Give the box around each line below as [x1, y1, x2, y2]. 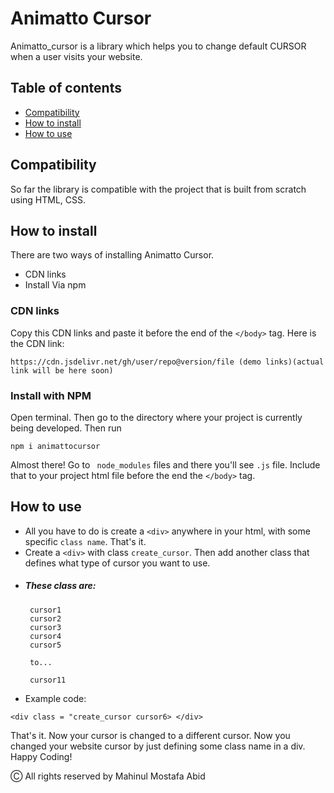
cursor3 [29, 622, 62, 632]
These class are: [24, 580, 97, 592]
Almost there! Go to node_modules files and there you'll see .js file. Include [10, 458, 321, 471]
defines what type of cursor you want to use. [24, 557, 211, 569]
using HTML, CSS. [10, 193, 87, 206]
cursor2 [29, 613, 62, 624]
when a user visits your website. [10, 50, 143, 62]
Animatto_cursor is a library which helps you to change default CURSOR [10, 40, 307, 52]
